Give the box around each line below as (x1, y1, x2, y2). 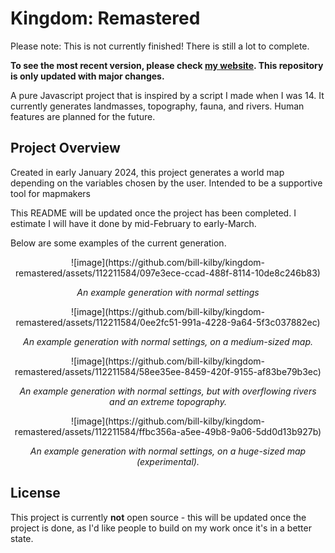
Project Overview (10, 140, 121, 157)
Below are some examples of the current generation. (10, 237, 227, 249)
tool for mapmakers (10, 187, 91, 199)
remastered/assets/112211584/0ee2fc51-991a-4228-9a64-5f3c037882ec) (15, 316, 321, 328)
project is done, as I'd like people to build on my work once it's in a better (10, 522, 312, 534)
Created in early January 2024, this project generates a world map (10, 166, 285, 178)
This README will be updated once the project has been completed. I (10, 207, 297, 219)
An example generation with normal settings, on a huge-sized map (29, 445, 307, 457)
